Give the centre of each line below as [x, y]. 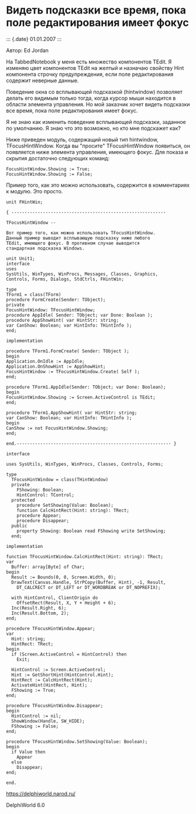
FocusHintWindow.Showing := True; [48, 169]
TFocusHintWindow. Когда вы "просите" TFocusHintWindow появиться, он [98, 146]
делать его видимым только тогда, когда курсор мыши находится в [91, 98]
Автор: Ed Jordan [27, 50]
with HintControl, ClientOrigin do [55, 598]
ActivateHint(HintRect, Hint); [49, 685]
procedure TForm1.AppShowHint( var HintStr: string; [72, 413]
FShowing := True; [34, 690]
